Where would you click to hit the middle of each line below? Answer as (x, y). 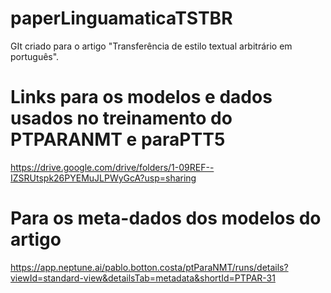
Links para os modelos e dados (141, 97)
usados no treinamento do (121, 118)
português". (35, 56)
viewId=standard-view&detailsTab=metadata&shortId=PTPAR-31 (143, 278)
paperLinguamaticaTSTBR (121, 18)
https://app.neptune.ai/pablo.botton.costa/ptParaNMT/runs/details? (149, 267)
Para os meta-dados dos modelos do (166, 218)
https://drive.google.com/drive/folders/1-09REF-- (112, 167)
